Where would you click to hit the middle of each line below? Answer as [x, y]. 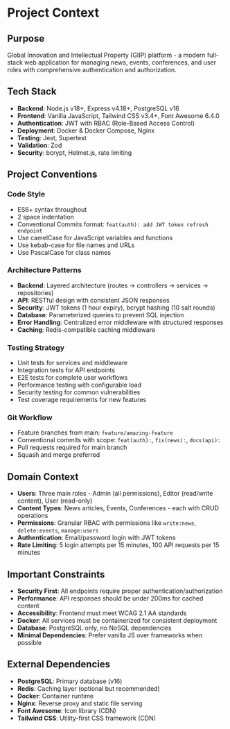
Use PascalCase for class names [64, 252]
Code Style [26, 194]
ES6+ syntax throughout [52, 209]
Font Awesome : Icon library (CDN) [67, 710]
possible [29, 643]
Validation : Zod [39, 145]
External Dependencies [59, 664]
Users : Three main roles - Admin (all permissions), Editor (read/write [115, 494]
